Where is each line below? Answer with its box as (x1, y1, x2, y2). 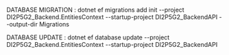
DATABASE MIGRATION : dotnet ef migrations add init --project (6, 6, 184, 14)
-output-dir (6, 20, 38, 28)
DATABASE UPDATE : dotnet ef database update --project (6, 33, 170, 41)
